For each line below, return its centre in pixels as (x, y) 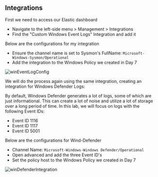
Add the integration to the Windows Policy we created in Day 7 (74, 62)
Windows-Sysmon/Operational (40, 58)
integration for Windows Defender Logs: (45, 86)
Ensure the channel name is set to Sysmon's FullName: (67, 53)
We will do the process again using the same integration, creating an (73, 81)
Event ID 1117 (25, 126)
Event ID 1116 (25, 120)
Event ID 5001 (26, 131)
